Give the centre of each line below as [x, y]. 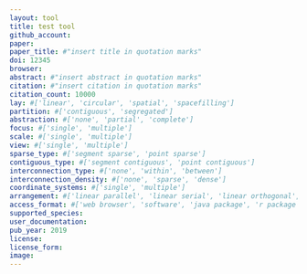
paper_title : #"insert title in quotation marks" [106, 52]
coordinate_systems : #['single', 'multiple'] [97, 188]
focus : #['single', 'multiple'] [71, 129]
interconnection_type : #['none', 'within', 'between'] [116, 171]
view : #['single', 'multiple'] [69, 145]
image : [22, 256]
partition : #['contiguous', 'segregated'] [91, 111]
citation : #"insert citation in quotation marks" [106, 86]
